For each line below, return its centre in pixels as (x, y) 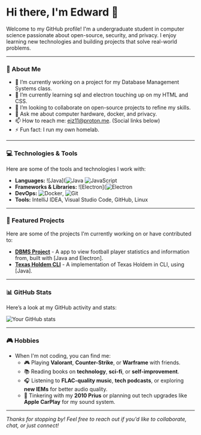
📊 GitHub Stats (29, 292)
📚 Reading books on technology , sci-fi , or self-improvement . (101, 371)
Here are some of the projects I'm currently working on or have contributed (99, 234)
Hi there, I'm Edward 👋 (62, 12)
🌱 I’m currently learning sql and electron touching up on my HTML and (101, 95)
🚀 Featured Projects (35, 220)
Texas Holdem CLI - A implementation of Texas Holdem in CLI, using (99, 264)
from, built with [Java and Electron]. (59, 258)
